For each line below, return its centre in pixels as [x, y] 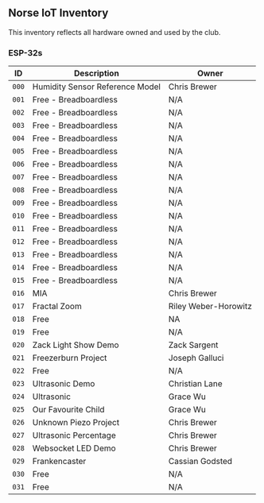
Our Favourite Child [68, 410]
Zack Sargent [193, 345]
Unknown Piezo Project [76, 423]
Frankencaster [59, 462]
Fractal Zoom [57, 307]
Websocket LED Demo [74, 448]
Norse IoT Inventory [58, 13]
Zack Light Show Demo [76, 345]
